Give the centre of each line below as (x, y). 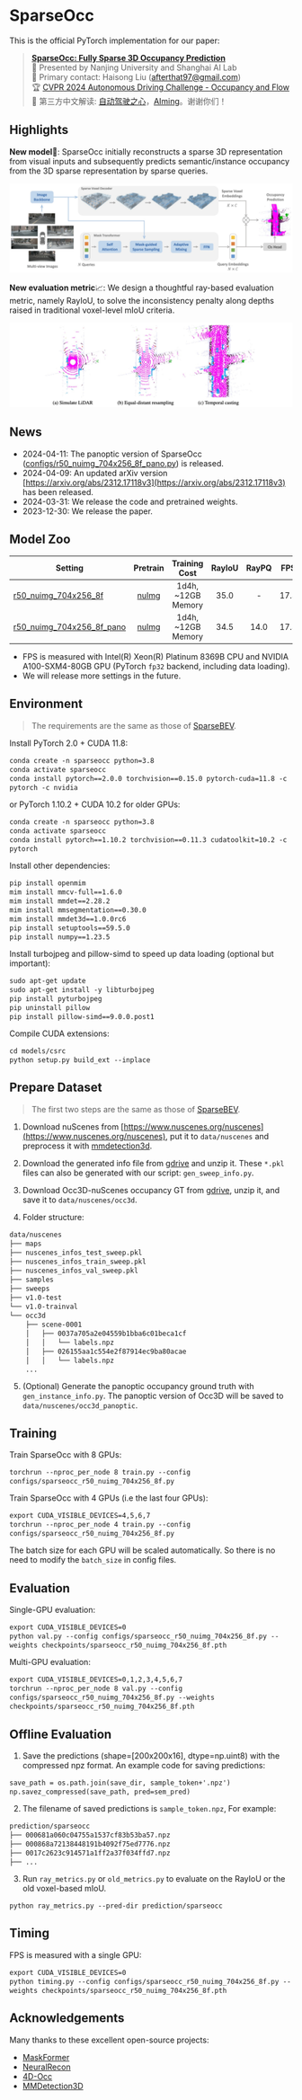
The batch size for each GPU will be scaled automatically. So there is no (142, 1550)
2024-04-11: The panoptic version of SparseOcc (112, 454)
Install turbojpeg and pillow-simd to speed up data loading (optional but (142, 953)
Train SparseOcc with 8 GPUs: (66, 1455)
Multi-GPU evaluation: (50, 1662)
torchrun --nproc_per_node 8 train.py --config (100, 1473)
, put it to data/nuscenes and (217, 1136)
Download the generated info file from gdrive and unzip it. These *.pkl (153, 1163)
